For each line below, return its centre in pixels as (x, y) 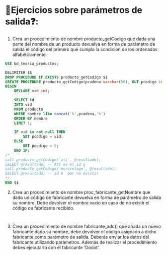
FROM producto (29, 109)
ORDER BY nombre (31, 119)
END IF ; (22, 150)
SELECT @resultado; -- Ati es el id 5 (45, 164)
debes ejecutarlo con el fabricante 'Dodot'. (56, 247)
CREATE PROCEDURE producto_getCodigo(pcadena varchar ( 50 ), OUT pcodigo (81, 82)
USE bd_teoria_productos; (32, 64)
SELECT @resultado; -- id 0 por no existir (52, 174)
